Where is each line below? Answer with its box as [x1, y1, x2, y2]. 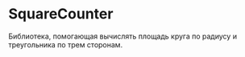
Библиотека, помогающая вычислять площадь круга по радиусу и [8, 31, 238, 41]
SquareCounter [8, 5, 114, 23]
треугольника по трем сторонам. [8, 39, 123, 49]
